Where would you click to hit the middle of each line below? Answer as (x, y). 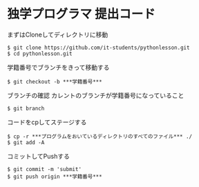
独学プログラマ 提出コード (81, 14)
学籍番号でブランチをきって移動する (58, 67)
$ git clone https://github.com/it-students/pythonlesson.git (98, 48)
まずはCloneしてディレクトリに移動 (58, 35)
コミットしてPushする (39, 156)
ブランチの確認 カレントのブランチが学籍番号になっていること (96, 95)
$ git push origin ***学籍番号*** (55, 177)
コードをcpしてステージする (47, 122)
